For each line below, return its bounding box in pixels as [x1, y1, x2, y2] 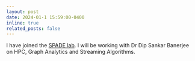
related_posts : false [6, 25, 61, 32]
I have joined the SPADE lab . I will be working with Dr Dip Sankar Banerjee [6, 42, 190, 49]
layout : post [6, 8, 39, 15]
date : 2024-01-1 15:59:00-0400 [6, 14, 85, 20]
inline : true [6, 20, 39, 26]
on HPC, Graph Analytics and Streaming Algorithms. [6, 48, 135, 56]
